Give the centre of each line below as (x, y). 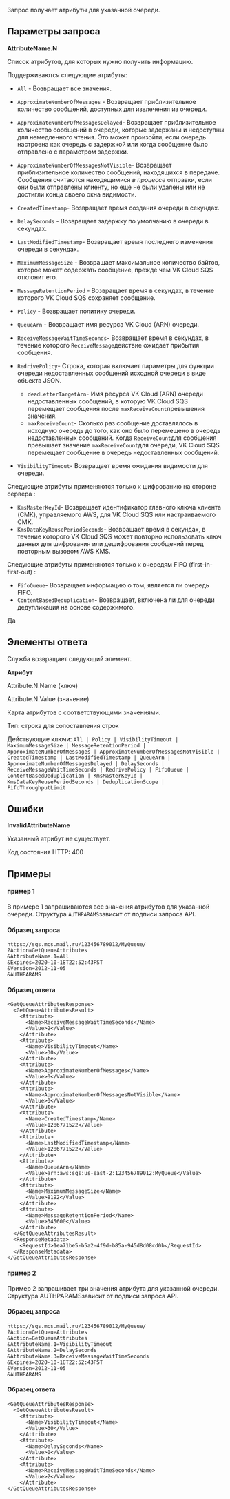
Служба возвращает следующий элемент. (70, 658)
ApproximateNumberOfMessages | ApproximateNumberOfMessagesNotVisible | (114, 752)
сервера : (21, 494)
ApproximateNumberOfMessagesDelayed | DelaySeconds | (86, 764)
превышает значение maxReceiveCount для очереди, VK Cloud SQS (123, 445)
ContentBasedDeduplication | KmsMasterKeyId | (75, 776)
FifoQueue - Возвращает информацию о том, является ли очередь (113, 585)
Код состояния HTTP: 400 (45, 852)
